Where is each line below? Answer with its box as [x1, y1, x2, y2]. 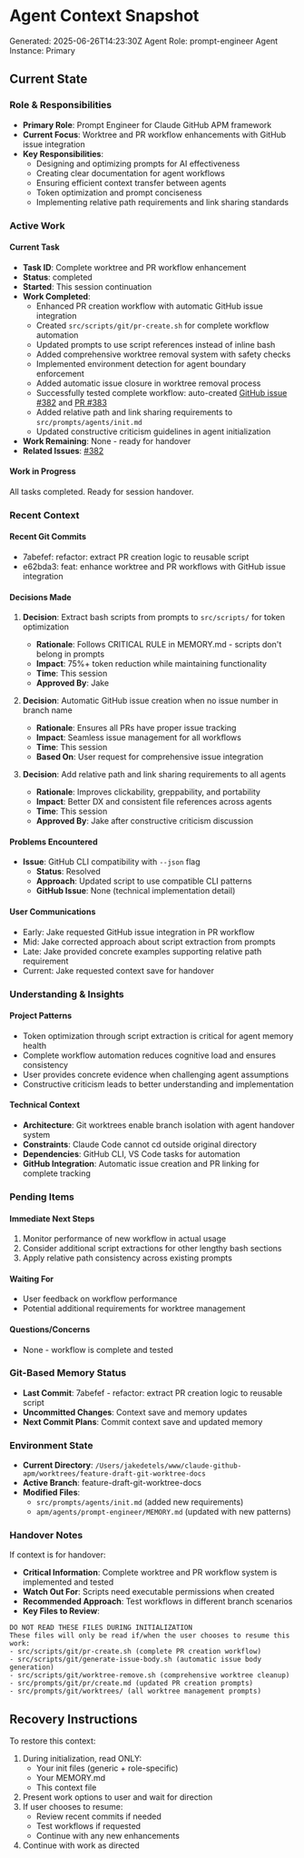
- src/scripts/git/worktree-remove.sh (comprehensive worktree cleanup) [9, 1671, 290, 1680]
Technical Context [9, 1100, 80, 1111]
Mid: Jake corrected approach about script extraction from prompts [22, 936, 276, 947]
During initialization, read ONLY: [22, 1754, 142, 1764]
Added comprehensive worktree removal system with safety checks [35, 349, 291, 360]
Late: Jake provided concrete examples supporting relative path [22, 945, 262, 956]
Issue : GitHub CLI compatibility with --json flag [22, 856, 201, 867]
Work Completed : [22, 291, 91, 301]
